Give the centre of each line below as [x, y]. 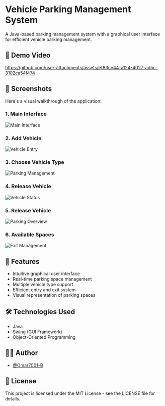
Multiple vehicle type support [43, 285]
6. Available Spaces [30, 235]
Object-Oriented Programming [44, 337]
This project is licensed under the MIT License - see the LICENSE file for [80, 393]
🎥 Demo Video [28, 55]
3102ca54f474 [20, 73]
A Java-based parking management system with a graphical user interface [83, 34]
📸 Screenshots [29, 89]
